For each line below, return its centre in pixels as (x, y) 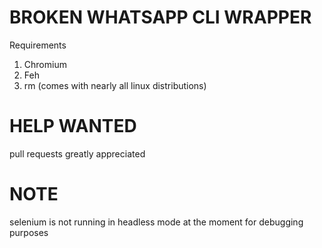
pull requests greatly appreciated (77, 153)
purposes (29, 232)
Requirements (38, 45)
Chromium (45, 64)
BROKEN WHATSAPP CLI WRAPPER (160, 17)
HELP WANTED (73, 126)
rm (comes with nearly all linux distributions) (115, 85)
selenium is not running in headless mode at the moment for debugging (156, 222)
